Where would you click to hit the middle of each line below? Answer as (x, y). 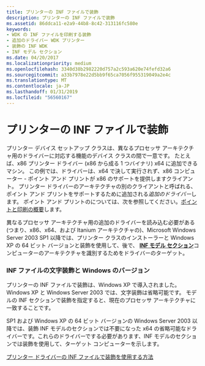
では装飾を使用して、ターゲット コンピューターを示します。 (87, 343)
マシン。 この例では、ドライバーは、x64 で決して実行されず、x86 (89, 171)
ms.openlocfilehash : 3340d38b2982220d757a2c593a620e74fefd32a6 (89, 69)
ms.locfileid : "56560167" (39, 97)
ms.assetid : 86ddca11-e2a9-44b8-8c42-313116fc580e (72, 23)
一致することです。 (30, 308)
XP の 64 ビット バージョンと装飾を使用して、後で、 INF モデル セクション (100, 245)
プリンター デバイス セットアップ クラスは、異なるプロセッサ (84, 148)
